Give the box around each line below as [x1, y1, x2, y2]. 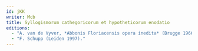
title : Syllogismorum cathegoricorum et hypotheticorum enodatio [6, 19, 170, 25]
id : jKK [6, 8, 25, 15]
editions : [6, 25, 31, 31]
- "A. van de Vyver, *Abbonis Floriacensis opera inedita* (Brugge [11, 30, 181, 36]
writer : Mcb [6, 14, 35, 20]
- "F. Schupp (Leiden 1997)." [11, 36, 85, 42]
